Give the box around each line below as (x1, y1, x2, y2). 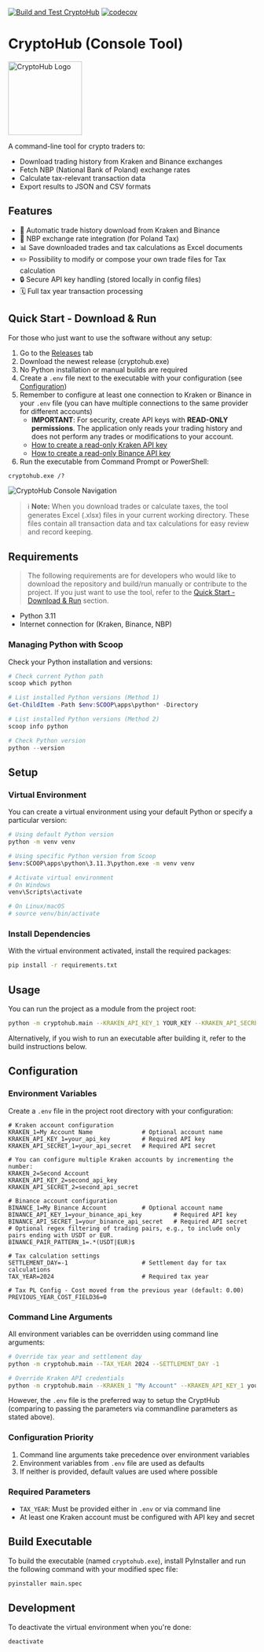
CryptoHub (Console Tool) (8, 35, 183, 53)
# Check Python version (8, 736, 86, 744)
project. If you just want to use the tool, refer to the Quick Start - (27, 588, 236, 597)
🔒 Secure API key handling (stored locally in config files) (19, 274, 202, 284)
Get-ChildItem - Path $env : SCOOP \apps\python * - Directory (8, 701, 199, 709)
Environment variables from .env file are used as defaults (19, 1458, 205, 1467)
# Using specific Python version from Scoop (8, 852, 156, 860)
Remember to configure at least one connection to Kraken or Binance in (19, 390, 252, 399)
